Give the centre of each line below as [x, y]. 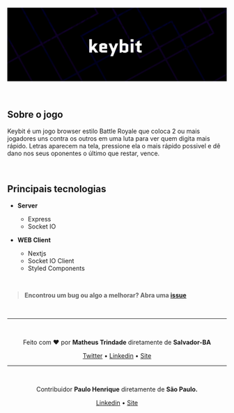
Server [28, 205]
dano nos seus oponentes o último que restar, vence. [84, 153]
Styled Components [56, 268]
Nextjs [37, 253]
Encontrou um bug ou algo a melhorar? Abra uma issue [105, 295]
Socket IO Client [51, 260]
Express [39, 219]
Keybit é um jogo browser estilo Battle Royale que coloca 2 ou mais [104, 131]
